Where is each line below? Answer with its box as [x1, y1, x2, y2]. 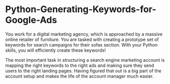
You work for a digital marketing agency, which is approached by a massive [5, 31, 163, 37]
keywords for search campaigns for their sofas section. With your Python [5, 41, 158, 48]
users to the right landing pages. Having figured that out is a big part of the [5, 67, 162, 74]
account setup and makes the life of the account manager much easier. [5, 73, 154, 79]
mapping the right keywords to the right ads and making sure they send [5, 62, 154, 68]
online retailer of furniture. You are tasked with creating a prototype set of [5, 36, 159, 43]
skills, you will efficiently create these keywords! [5, 47, 106, 53]
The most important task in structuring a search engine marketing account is [5, 57, 165, 63]
